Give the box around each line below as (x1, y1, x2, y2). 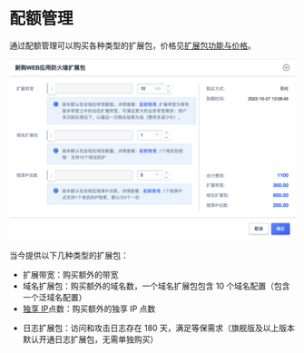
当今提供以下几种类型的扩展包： (9, 250, 129, 260)
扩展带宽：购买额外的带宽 (22, 269, 119, 279)
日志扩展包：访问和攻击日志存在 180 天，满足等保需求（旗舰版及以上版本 (22, 322, 295, 333)
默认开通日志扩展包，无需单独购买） (22, 333, 159, 345)
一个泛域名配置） (22, 291, 87, 302)
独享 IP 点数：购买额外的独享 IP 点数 (22, 303, 156, 314)
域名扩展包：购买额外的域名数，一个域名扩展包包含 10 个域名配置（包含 (22, 280, 290, 291)
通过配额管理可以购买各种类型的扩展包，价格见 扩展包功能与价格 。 (9, 40, 256, 51)
